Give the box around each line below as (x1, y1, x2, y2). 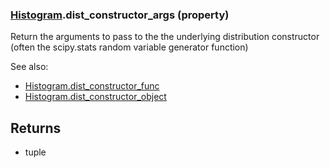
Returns (10, 119, 62, 137)
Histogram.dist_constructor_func (24, 80, 160, 92)
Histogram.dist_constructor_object (24, 91, 167, 103)
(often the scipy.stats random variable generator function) (10, 41, 249, 53)
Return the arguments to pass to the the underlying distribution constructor (10, 31, 320, 43)
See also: (10, 61, 49, 73)
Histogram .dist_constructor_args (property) (10, 8, 230, 22)
